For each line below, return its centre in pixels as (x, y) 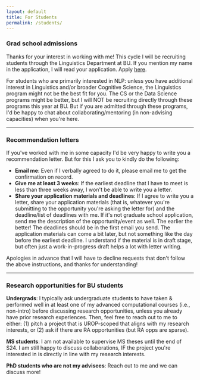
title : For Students (32, 17)
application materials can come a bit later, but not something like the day (104, 233)
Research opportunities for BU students (65, 285)
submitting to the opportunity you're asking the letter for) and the (95, 208)
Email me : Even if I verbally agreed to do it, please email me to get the (101, 170)
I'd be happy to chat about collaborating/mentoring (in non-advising (89, 112)
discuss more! (24, 372)
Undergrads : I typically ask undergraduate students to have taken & (89, 298)
